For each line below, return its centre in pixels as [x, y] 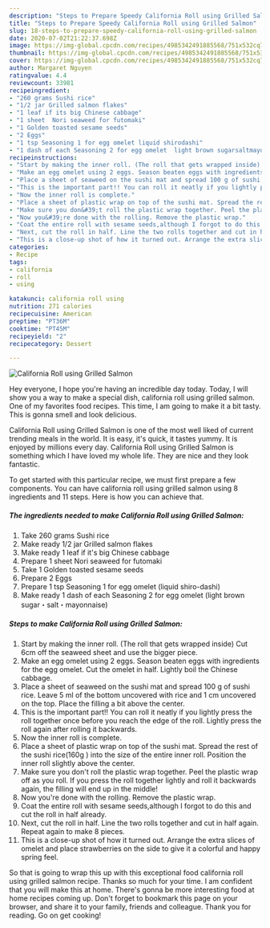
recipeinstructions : [44, 157]
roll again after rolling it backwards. [79, 729]
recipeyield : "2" [38, 336]
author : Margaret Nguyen [50, 68]
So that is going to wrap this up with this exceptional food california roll [126, 873]
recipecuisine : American [50, 314]
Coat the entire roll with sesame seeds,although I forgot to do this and [136, 806]
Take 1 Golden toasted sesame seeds [82, 570]
